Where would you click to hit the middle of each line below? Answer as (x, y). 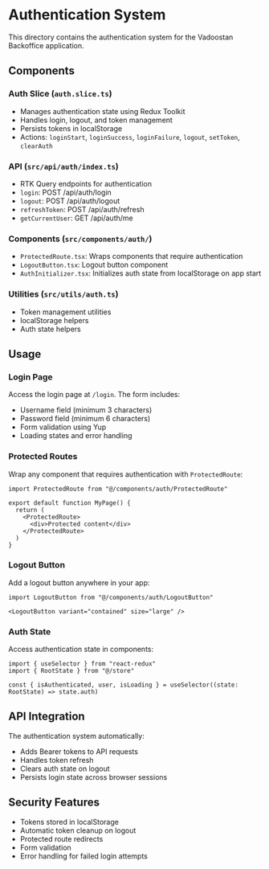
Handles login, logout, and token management (96, 120)
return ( (30, 510)
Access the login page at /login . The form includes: (94, 395)
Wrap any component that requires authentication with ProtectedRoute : (126, 474)
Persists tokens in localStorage (71, 128)
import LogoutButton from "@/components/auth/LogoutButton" (111, 597)
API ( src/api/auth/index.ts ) (63, 166)
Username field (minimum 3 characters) (86, 410)
